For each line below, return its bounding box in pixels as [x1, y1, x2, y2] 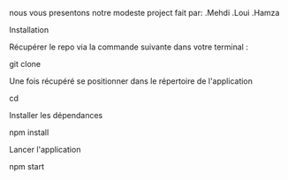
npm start [9, 161, 45, 171]
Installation [9, 25, 49, 34]
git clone [9, 59, 42, 69]
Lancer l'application [9, 145, 81, 154]
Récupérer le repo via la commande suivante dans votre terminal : [9, 41, 249, 52]
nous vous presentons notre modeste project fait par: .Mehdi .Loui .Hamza [9, 8, 280, 18]
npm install [9, 127, 49, 138]
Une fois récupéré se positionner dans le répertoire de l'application [9, 76, 254, 86]
